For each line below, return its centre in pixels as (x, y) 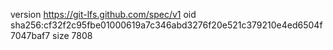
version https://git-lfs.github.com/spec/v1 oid (103, 14)
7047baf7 (30, 35)
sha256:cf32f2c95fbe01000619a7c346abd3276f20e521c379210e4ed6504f (166, 25)
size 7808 (72, 35)
